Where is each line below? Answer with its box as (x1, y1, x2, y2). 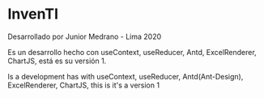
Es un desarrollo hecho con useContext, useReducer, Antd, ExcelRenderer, (7, 47, 257, 57)
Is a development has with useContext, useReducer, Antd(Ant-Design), (7, 71, 244, 81)
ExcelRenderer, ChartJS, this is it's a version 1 (7, 80, 160, 90)
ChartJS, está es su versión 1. (7, 56, 107, 66)
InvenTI (7, 5, 58, 23)
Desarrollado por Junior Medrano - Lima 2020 (7, 32, 162, 41)
